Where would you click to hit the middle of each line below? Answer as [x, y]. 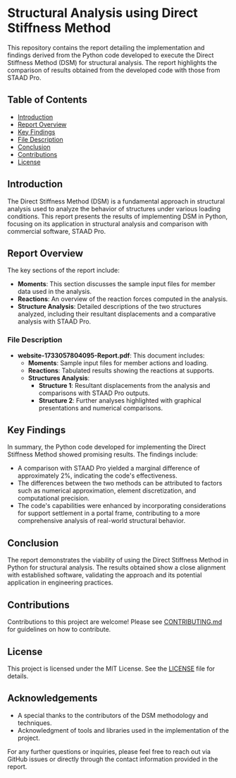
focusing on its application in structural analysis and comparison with [108, 223]
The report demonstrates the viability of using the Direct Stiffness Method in [118, 560]
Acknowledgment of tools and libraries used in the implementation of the [123, 730]
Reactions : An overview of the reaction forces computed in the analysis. [123, 299]
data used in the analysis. [55, 292]
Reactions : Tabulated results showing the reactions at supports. [121, 370]
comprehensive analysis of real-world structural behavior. [101, 521]
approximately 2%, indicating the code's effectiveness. [97, 476]
